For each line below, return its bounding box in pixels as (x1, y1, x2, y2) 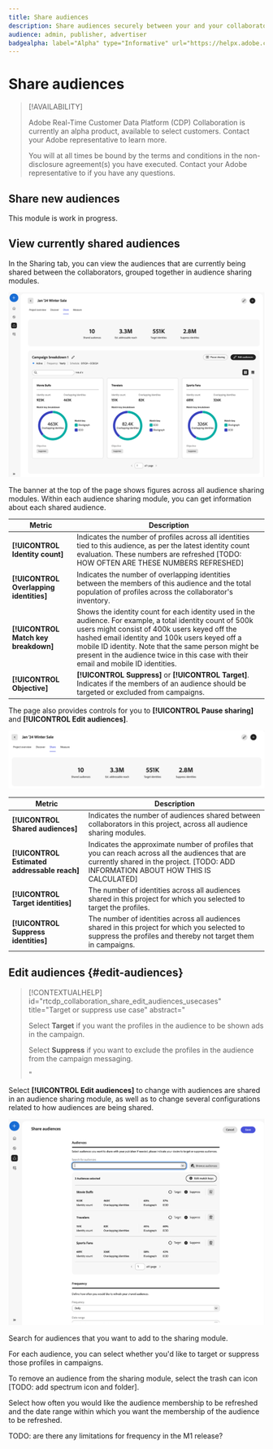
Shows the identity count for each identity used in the (76, 607, 256, 617)
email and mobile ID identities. (76, 658, 177, 668)
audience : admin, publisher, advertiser (8, 30, 148, 38)
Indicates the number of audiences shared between (88, 810, 261, 820)
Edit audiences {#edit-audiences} (8, 966, 184, 980)
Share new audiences (8, 191, 120, 205)
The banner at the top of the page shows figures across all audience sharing (8, 485, 265, 494)
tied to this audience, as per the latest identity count (76, 541, 250, 551)
